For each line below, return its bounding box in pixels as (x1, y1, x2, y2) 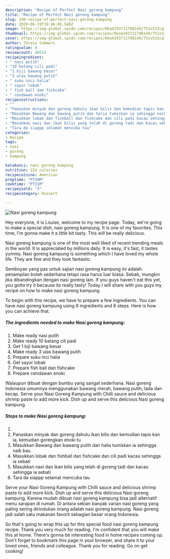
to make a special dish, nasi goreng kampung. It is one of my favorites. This (5, 224, 163, 231)
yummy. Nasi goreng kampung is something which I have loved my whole (5, 251, 158, 257)
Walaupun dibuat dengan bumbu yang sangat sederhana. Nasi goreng (5, 380, 152, 386)
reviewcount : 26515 (5, 50, 47, 55)
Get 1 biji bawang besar (12, 343, 62, 349)
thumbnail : (5, 31, 28, 36)
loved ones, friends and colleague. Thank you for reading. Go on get (5, 542, 148, 548)
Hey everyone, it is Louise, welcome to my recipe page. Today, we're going (5, 219, 162, 225)
